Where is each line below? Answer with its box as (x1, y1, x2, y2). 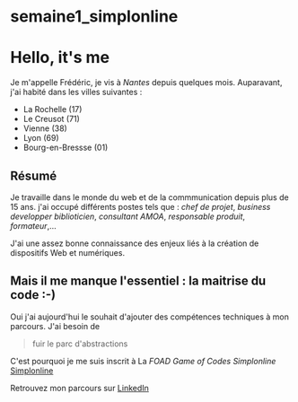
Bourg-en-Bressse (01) (22, 142, 109, 153)
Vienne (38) (22, 123, 68, 134)
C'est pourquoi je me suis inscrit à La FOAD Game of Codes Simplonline (10, 355, 276, 366)
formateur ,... (10, 220, 57, 231)
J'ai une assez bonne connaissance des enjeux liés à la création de (10, 238, 259, 249)
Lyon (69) (22, 133, 59, 144)
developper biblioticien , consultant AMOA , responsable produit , (10, 211, 246, 222)
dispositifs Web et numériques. (10, 247, 125, 258)
